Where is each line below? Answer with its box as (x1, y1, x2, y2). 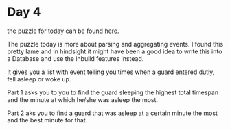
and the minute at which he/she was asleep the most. (7, 95, 159, 103)
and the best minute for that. (7, 116, 88, 124)
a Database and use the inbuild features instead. (7, 54, 144, 62)
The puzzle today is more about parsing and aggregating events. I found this (7, 40, 224, 48)
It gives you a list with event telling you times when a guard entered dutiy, (7, 68, 215, 76)
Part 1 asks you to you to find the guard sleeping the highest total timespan (7, 88, 218, 96)
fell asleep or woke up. (7, 75, 71, 83)
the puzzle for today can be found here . (7, 27, 119, 35)
